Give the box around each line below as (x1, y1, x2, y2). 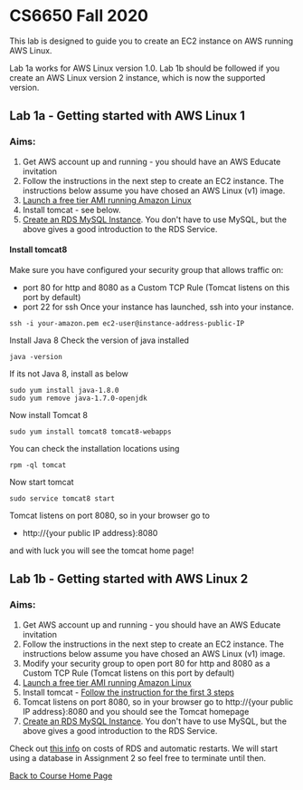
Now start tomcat (9, 476, 74, 487)
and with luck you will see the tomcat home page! (9, 545, 194, 556)
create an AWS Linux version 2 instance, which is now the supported (9, 72, 266, 83)
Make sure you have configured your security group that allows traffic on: (9, 264, 284, 275)
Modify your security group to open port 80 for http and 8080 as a (22, 658, 270, 668)
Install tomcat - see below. (22, 204, 121, 215)
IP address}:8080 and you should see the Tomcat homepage (22, 706, 250, 717)
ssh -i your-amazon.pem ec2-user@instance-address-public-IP (9, 318, 245, 327)
